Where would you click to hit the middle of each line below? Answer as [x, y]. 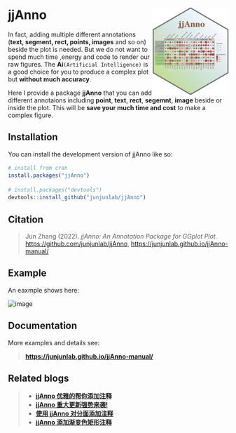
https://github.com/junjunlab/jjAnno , [77, 244]
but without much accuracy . [50, 79]
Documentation [43, 326]
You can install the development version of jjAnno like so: [90, 154]
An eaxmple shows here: [44, 290]
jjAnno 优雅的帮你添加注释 [74, 396]
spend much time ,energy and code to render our [79, 57]
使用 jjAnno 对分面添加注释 [75, 413]
